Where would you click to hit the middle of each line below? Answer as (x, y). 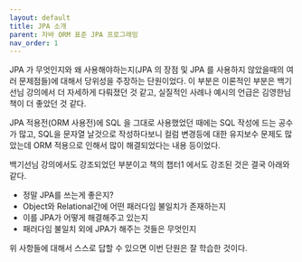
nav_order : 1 (34, 43)
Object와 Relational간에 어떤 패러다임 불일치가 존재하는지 (124, 206)
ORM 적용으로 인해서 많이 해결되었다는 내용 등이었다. (127, 145)
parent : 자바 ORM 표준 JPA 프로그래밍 (74, 34)
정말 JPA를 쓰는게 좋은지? (68, 195)
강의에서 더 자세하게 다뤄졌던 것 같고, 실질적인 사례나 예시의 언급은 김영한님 (159, 92)
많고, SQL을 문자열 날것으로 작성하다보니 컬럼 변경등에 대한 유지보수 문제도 (151, 134)
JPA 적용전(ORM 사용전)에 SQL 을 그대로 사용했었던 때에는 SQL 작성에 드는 (143, 123)
